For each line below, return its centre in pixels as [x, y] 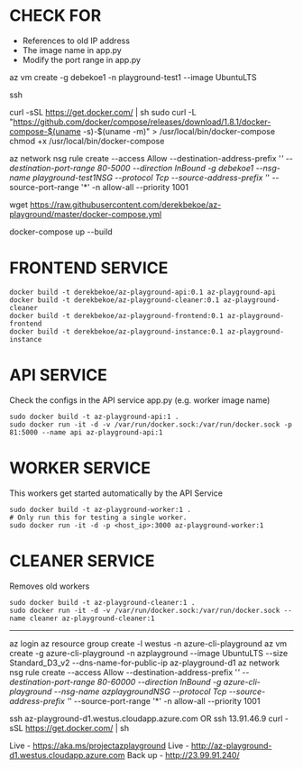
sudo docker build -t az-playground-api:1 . [94, 417]
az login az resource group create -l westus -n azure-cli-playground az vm [148, 643]
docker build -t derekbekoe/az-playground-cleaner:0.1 [115, 300]
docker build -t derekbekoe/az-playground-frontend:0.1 [116, 316]
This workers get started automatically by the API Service [116, 493]
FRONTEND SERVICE [89, 268]
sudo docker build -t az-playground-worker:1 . [101, 509]
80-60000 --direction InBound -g [159, 682]
